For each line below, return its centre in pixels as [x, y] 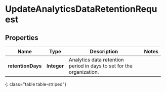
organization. [84, 72]
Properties [22, 38]
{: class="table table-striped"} [36, 84]
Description [104, 51]
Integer [55, 66]
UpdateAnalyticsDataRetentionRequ [81, 9]
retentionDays [25, 66]
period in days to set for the [101, 66]
